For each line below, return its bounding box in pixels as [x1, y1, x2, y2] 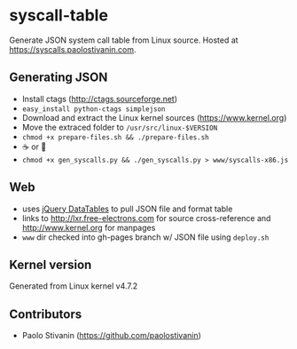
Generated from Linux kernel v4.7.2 [9, 281, 138, 291]
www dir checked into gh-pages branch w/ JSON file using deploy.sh [21, 232, 270, 242]
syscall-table [9, 5, 109, 26]
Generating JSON [9, 70, 108, 85]
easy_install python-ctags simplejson [21, 104, 166, 114]
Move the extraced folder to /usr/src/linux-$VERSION [21, 122, 218, 132]
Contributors [9, 306, 82, 321]
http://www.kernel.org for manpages [21, 222, 156, 233]
